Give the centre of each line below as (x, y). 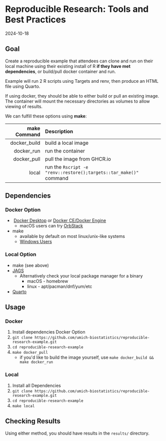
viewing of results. (24, 106)
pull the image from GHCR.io (78, 159)
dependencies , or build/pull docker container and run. (61, 71)
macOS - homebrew (47, 281)
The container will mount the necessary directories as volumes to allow (78, 101)
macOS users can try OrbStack (51, 226)
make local (23, 406)
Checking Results (33, 421)
